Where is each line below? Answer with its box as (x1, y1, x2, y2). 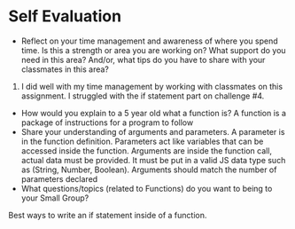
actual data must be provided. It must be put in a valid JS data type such (20, 154, 286, 165)
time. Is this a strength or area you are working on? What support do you (20, 44, 286, 55)
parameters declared (20, 173, 98, 184)
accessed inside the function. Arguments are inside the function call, (20, 145, 272, 156)
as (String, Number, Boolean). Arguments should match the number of (20, 164, 277, 175)
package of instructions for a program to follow (20, 117, 194, 128)
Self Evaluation (8, 6, 121, 27)
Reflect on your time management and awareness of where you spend (20, 36, 278, 46)
